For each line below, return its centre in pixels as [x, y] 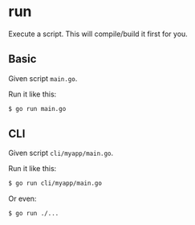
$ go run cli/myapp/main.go [55, 183]
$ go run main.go [37, 108]
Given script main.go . [43, 78]
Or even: [22, 198]
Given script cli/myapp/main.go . [61, 153]
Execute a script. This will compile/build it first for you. [98, 34]
